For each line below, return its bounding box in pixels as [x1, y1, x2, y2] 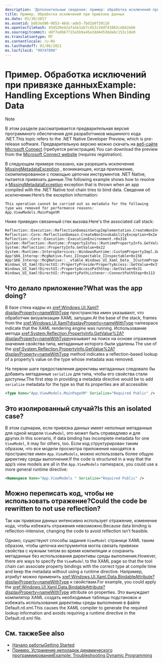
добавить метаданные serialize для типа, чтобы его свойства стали [5, 371, 148, 377]
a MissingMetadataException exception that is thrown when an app [5, 181, 139, 188]
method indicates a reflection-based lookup [70, 351, 158, 357]
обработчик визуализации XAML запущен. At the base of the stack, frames [5, 315, 157, 321]
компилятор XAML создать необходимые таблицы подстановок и [5, 594, 142, 600]
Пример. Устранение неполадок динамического [12, 647, 113, 653]
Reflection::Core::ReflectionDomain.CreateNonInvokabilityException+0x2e [5, 232, 158, 237]
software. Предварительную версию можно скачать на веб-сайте [21, 141, 158, 147]
